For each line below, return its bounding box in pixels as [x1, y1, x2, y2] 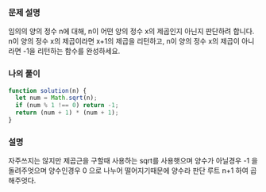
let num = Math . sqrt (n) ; [15, 94, 98, 102]
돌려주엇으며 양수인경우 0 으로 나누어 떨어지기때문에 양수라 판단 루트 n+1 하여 [8, 166, 249, 175]
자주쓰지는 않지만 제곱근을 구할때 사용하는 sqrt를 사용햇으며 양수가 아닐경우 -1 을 [8, 156, 258, 166]
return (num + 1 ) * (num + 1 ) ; [15, 109, 119, 117]
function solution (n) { [8, 86, 87, 94]
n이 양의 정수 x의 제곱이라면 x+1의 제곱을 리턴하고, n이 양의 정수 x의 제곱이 [8, 36, 241, 46]
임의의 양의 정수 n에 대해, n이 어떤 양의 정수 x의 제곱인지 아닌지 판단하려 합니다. [8, 26, 255, 36]
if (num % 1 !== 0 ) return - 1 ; [15, 102, 119, 109]
